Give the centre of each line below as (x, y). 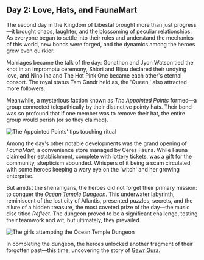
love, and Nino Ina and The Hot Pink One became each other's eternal (94, 75)
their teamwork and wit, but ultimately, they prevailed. (74, 220)
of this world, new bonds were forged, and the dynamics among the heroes (101, 44)
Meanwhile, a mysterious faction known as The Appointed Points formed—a (102, 100)
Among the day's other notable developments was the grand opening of (97, 143)
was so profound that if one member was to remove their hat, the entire (96, 113)
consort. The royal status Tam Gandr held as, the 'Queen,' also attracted (97, 82)
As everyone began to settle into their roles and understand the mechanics (100, 38)
